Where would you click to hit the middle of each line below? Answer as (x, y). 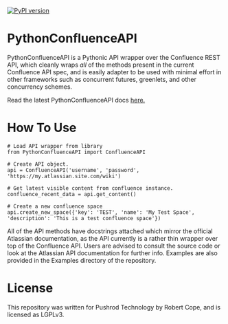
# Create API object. (38, 164)
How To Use (42, 128)
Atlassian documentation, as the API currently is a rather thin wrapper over (113, 238)
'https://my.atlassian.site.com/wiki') (64, 176)
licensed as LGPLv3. (36, 314)
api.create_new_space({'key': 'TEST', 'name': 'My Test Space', (101, 212)
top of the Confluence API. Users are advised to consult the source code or (114, 246)
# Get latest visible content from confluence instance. (90, 188)
